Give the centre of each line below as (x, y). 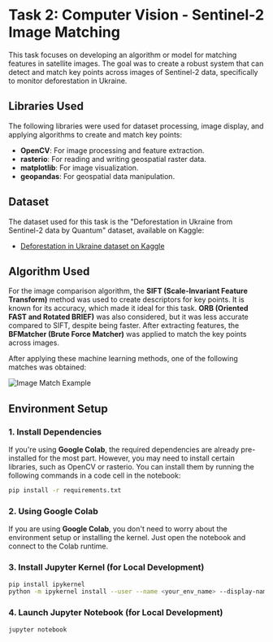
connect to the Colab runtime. (58, 546)
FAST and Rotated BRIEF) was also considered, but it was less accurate (129, 317)
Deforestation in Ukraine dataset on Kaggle (92, 246)
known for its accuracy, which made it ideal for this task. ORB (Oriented (128, 308)
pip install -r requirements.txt (65, 491)
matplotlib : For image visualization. (79, 168)
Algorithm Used (49, 271)
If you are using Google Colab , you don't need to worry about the (118, 529)
